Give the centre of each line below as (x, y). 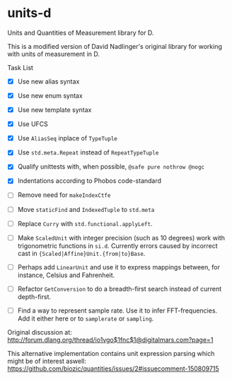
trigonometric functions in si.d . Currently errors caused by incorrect (117, 245)
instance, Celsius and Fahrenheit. (66, 275)
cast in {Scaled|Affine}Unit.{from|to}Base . (81, 253)
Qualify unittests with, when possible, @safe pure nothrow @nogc (111, 167)
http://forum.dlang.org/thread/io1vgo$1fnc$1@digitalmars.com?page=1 (110, 340)
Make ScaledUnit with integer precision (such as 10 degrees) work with (121, 238)
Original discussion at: (40, 332)
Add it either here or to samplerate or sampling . (86, 318)
